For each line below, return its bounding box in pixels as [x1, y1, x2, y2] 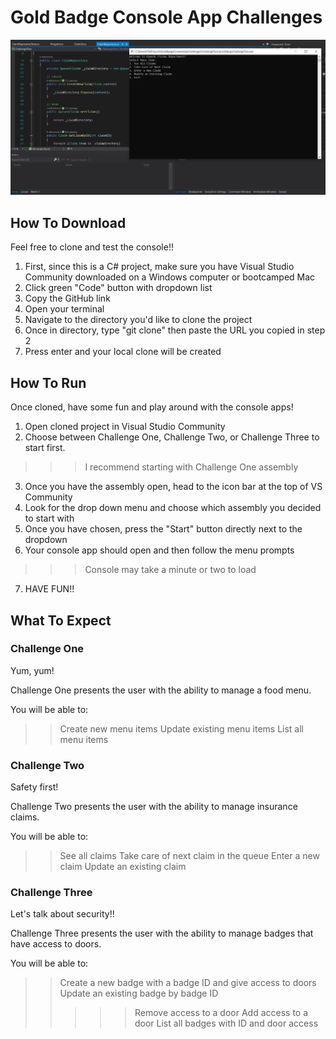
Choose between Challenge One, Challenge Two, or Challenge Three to [24, 431, 320, 443]
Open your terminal [24, 303, 105, 315]
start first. [24, 442, 66, 454]
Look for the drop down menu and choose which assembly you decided [24, 502, 322, 514]
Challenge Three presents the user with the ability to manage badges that [10, 927, 314, 940]
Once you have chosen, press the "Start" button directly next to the [24, 523, 303, 535]
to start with [24, 512, 75, 525]
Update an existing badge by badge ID [59, 987, 219, 1000]
